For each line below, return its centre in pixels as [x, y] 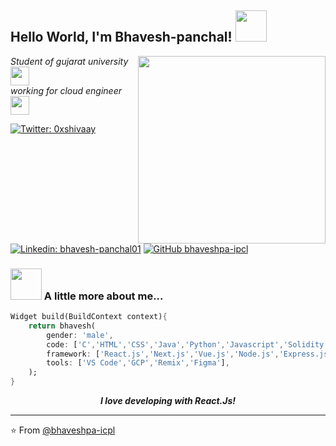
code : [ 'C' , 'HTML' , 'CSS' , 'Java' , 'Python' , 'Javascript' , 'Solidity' [187, 344]
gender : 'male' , [80, 335]
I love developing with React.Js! [168, 401]
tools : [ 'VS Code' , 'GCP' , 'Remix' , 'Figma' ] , [138, 363]
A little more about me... [103, 296]
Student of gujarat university [69, 61]
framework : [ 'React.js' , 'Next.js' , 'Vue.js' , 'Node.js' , [163, 354]
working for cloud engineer [66, 90]
